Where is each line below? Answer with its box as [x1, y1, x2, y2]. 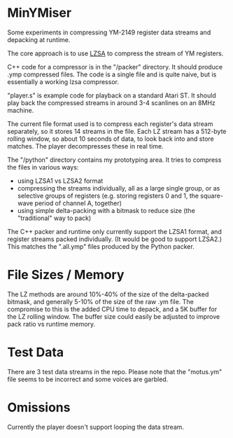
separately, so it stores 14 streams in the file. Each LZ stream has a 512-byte [7, 127, 227, 135]
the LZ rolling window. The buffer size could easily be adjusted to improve [7, 312, 220, 320]
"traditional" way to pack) [17, 214, 92, 222]
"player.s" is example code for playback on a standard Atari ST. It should [7, 91, 217, 100]
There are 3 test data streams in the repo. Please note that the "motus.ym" [7, 367, 223, 376]
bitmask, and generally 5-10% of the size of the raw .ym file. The [7, 297, 194, 306]
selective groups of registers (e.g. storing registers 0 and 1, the [17, 191, 199, 200]
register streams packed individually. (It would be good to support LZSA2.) [7, 235, 223, 243]
